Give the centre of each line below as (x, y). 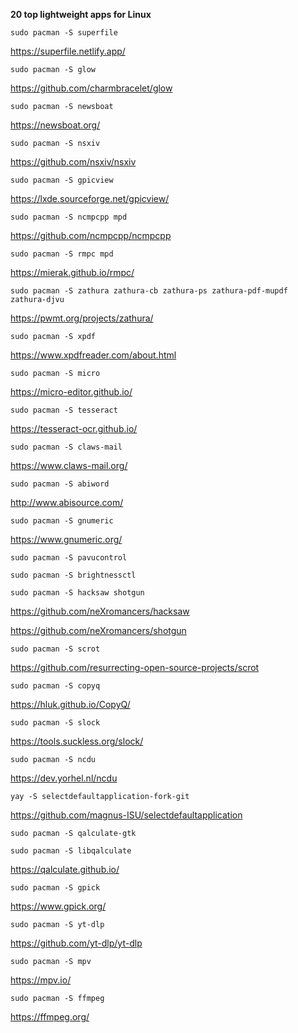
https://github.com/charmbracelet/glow (91, 88)
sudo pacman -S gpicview (62, 180)
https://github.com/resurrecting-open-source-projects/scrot (135, 667)
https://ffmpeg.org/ (50, 1017)
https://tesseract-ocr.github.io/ (74, 428)
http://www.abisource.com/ (67, 502)
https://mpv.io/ (41, 980)
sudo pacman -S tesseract (64, 410)
